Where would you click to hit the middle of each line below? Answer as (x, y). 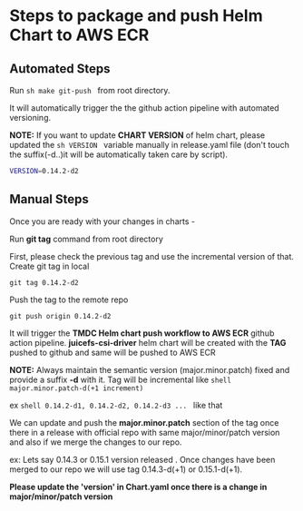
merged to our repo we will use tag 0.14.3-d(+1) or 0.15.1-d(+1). (126, 469)
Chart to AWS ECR (79, 35)
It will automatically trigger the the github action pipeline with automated (144, 108)
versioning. (30, 118)
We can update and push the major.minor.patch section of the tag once (144, 422)
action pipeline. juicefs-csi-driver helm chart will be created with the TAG (148, 342)
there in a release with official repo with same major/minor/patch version (145, 432)
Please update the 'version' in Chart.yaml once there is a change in (138, 486)
